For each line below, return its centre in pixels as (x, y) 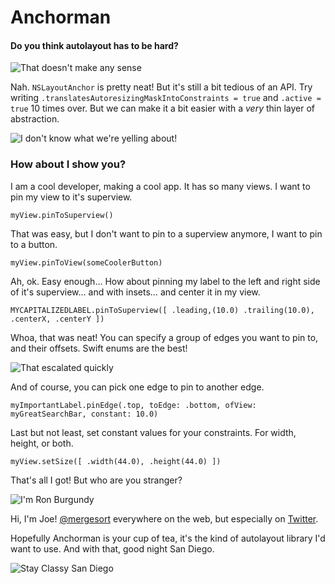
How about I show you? (68, 164)
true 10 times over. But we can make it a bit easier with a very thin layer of (163, 108)
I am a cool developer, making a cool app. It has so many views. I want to (160, 186)
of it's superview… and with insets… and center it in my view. (135, 292)
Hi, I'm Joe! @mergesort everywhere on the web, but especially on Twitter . (164, 518)
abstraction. (35, 119)
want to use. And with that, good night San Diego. (112, 548)
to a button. (34, 244)
